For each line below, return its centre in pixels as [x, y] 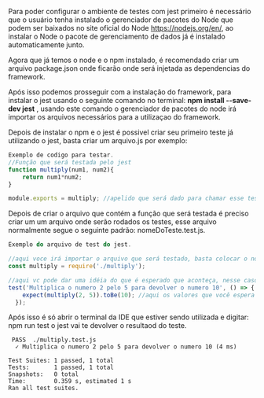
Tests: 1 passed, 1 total [61, 368]
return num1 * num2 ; [52, 177]
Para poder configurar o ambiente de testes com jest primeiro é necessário [130, 11]
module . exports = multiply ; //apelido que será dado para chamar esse [126, 199]
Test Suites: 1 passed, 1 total [61, 361]
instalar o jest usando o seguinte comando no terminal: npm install [116, 100]
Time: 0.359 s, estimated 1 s [70, 381]
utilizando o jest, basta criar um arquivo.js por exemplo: [98, 140]
